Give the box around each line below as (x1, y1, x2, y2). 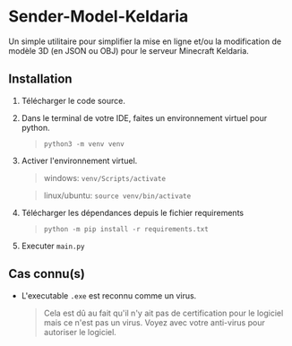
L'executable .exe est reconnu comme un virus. (21, 290, 197, 301)
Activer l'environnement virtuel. (21, 155, 138, 166)
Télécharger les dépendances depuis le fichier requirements (21, 207, 244, 218)
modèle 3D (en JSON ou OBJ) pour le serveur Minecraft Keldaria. (8, 45, 250, 56)
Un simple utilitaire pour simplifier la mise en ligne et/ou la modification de (8, 36, 282, 47)
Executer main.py (21, 240, 85, 251)
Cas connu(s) (8, 266, 86, 281)
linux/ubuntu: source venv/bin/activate (43, 190, 192, 201)
